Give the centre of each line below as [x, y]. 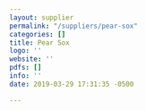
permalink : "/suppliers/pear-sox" [74, 26]
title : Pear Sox [39, 42]
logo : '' [26, 51]
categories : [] [38, 34]
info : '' [26, 76]
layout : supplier [42, 17]
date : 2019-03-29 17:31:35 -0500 [72, 84]
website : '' [31, 59]
